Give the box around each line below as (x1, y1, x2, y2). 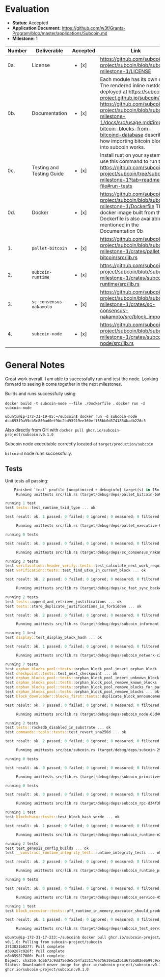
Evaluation (5, 3, 50, 15)
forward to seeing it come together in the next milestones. (5, 381, 122, 387)
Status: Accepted (12, 20, 49, 26)
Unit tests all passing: (5, 477, 49, 484)
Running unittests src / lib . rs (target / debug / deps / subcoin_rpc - (16, 801, 148, 806)
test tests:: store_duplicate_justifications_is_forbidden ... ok (5, 604, 141, 609)
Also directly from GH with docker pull (5, 427, 84, 433)
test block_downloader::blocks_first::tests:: (5, 694, 102, 699)
